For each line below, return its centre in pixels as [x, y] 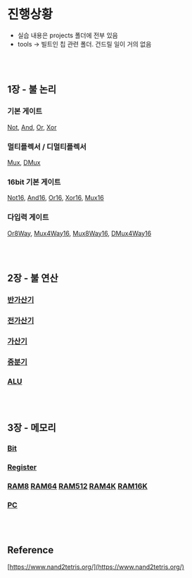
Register [22, 467]
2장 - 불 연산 [33, 278]
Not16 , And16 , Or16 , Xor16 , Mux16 [56, 198]
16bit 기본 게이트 [34, 182]
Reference [31, 550]
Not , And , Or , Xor [32, 127]
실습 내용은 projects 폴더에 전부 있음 [68, 35]
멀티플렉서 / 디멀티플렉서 [47, 146]
